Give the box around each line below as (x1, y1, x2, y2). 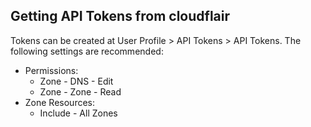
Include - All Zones (39, 107, 118, 119)
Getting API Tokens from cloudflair (10, 8, 231, 25)
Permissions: (24, 64, 79, 76)
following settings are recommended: (10, 45, 164, 57)
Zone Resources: (24, 96, 96, 108)
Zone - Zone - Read (39, 85, 122, 98)
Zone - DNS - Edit (39, 75, 114, 87)
